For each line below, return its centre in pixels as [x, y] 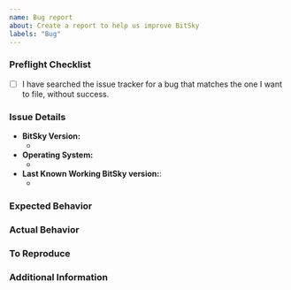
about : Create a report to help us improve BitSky [104, 26]
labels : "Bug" [35, 34]
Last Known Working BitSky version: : [92, 174]
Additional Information [59, 277]
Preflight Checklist [50, 65]
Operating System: [57, 155]
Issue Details [38, 117]
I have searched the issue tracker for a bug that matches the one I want [152, 84]
